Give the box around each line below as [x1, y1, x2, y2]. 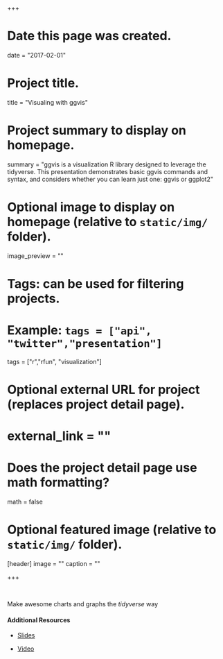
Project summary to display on [7, 123, 187, 139]
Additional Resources [7, 615, 71, 624]
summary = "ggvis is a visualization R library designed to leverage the [7, 160, 206, 169]
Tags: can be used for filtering [7, 275, 184, 291]
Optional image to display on [7, 199, 175, 215]
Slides [17, 631, 35, 640]
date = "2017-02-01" [7, 51, 66, 59]
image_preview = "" [7, 251, 64, 260]
